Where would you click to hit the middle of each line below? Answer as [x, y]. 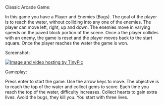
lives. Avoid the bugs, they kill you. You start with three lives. [67, 97]
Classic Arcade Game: [28, 7]
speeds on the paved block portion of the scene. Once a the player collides [82, 32]
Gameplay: [16, 72]
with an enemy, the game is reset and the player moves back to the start [79, 38]
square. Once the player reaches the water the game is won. [67, 43]
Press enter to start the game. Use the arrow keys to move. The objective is [82, 81]
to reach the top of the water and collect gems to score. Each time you [77, 87]
